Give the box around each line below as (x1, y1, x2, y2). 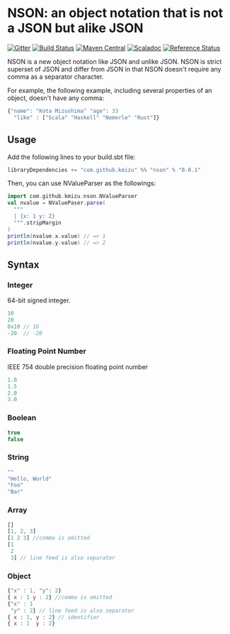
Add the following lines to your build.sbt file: (7, 153, 136, 161)
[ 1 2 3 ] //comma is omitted (7, 535, 91, 542)
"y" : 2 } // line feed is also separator (10, 607, 134, 614)
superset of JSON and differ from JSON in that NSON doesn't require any (7, 65, 222, 73)
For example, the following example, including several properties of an (7, 86, 212, 94)
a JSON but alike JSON (7, 20, 144, 36)
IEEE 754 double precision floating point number (7, 362, 149, 371)
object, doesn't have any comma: (7, 94, 105, 102)
